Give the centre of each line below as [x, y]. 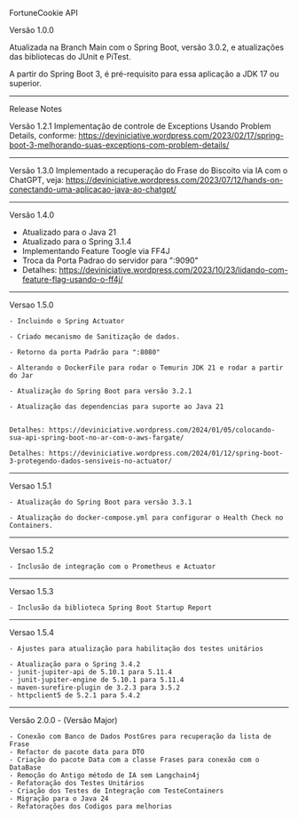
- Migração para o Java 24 [59, 799]
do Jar [21, 376]
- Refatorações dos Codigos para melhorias [91, 807]
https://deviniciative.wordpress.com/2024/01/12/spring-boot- [166, 453]
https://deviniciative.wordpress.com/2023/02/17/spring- [181, 135]
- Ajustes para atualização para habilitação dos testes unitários [137, 649]
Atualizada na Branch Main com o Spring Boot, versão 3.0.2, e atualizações [147, 47]
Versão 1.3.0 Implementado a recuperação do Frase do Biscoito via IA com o [149, 171]
